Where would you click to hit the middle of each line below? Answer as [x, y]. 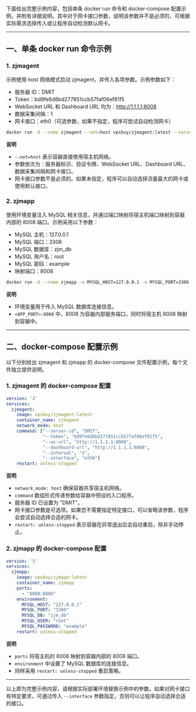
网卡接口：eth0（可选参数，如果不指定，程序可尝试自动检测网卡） [94, 121]
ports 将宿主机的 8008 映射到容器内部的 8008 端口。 [78, 656]
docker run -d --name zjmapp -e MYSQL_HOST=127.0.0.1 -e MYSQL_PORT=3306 [98, 282]
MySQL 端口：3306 [38, 242]
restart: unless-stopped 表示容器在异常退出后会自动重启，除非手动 [97, 525]
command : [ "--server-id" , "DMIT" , [58, 431]
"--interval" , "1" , [66, 453]
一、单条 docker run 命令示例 [59, 49]
